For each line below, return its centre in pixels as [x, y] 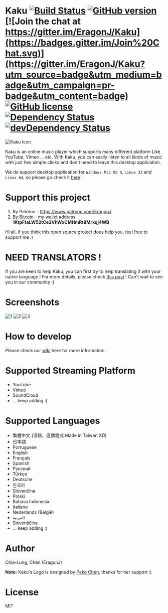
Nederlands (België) [33, 512]
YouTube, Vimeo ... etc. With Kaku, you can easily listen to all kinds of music [84, 157]
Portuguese [24, 447]
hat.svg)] [25, 53]
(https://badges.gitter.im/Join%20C [82, 43]
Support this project [48, 198]
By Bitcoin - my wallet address [44, 217]
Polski [19, 496]
